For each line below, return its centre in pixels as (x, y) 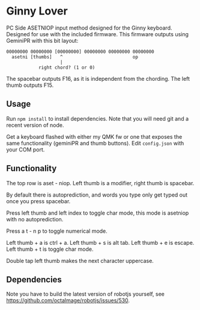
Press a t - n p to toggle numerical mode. (57, 231)
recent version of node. (35, 125)
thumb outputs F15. (30, 85)
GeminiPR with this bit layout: (42, 40)
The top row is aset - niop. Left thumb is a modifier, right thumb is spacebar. (100, 183)
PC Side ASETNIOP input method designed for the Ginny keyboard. (89, 28)
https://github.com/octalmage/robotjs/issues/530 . (68, 300)
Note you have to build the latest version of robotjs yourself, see (86, 294)
